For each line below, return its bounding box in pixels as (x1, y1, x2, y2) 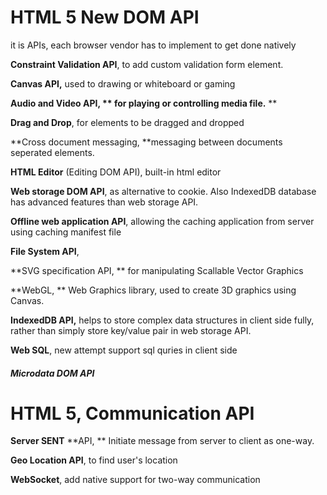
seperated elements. (10, 146, 95, 158)
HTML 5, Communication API (10, 402, 255, 425)
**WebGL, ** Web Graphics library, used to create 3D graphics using (10, 284, 297, 296)
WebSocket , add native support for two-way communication (10, 474, 261, 486)
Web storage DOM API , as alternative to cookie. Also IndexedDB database (10, 185, 317, 197)
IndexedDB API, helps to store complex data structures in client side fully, (10, 314, 315, 326)
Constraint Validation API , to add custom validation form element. (10, 58, 284, 70)
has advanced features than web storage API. (10, 196, 199, 208)
